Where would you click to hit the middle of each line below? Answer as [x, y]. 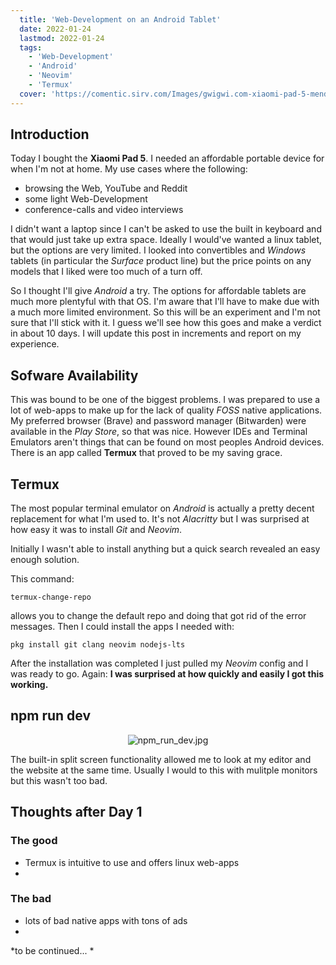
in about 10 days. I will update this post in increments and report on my [156, 333]
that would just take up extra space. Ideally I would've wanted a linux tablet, [166, 240]
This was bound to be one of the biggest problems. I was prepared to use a [165, 400]
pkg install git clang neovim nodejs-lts [98, 645]
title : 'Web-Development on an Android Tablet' [120, 19]
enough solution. [45, 560]
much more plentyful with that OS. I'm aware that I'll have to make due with [165, 302]
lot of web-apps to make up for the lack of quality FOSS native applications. [166, 410]
